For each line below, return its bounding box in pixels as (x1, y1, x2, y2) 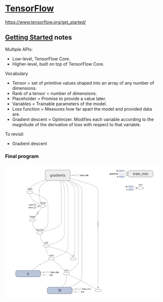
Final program (5, 153, 39, 160)
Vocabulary (5, 70, 28, 76)
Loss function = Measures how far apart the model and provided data (12, 106, 152, 112)
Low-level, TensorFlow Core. (12, 56, 70, 62)
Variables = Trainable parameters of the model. (12, 101, 107, 107)
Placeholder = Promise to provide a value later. (12, 95, 106, 101)
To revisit (5, 131, 23, 137)
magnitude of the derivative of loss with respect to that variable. (12, 121, 142, 127)
